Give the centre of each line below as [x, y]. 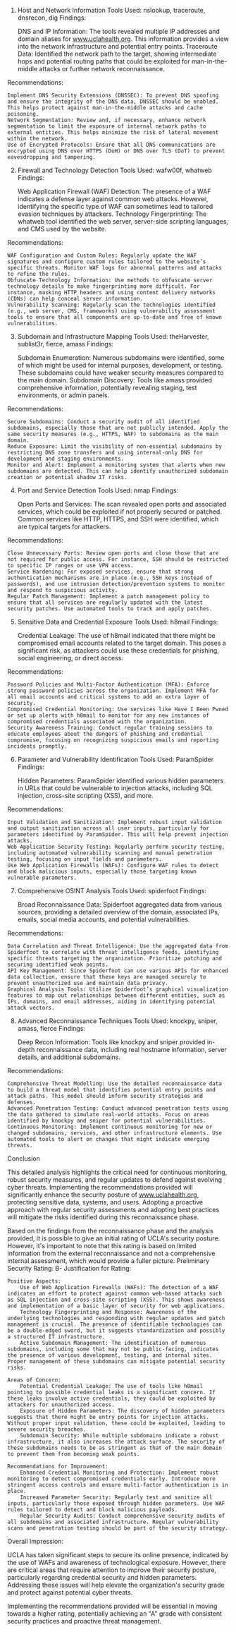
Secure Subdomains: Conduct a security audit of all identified [104, 422]
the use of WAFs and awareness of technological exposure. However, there [117, 1563]
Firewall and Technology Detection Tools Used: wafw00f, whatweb [115, 170]
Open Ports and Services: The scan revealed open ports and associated [122, 504]
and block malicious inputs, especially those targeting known [102, 871]
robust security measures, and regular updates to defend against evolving [115, 1180]
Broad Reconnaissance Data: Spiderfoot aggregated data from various [119, 905]
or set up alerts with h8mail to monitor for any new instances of [108, 715]
